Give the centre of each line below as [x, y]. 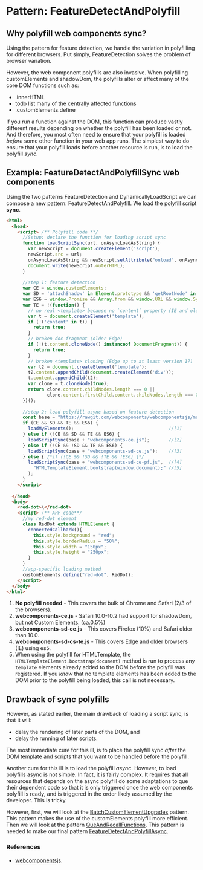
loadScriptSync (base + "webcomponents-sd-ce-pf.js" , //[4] [105, 463]
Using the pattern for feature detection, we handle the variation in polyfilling [101, 48]
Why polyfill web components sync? [76, 34]
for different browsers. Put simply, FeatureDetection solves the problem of [98, 54]
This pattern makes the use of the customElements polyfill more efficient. [98, 819]
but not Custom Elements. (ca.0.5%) [60, 622]
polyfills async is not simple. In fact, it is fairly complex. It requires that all [97, 774]
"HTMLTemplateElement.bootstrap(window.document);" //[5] [108, 468]
